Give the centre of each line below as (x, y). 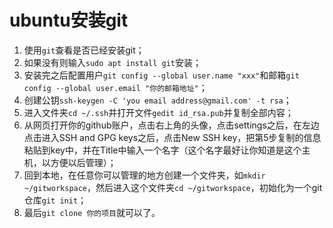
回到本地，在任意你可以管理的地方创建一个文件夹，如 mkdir (144, 175)
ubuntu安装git (69, 20)
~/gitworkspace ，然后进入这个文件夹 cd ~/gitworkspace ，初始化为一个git (173, 187)
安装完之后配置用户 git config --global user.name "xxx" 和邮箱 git (161, 75)
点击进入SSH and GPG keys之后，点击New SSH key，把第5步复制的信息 (172, 137)
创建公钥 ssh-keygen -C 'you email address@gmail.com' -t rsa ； (157, 100)
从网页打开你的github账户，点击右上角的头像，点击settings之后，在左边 (171, 125)
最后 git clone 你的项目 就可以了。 (92, 212)
